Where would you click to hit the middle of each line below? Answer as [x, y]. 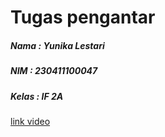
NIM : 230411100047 [54, 71]
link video [30, 121]
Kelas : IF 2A [37, 96]
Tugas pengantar [83, 17]
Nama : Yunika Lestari [57, 45]
